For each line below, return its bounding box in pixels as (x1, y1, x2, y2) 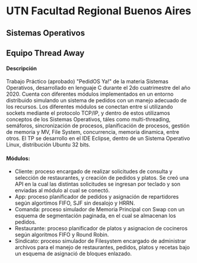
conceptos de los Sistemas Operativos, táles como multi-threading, (6, 116, 171, 123)
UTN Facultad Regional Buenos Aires (6, 4, 192, 18)
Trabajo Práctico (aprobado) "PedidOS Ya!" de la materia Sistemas (6, 78, 169, 85)
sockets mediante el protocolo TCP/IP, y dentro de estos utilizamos (6, 109, 170, 117)
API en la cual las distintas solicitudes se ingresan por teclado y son (14, 180, 181, 188)
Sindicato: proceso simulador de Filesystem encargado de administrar (14, 237, 186, 245)
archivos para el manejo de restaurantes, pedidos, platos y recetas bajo (14, 244, 190, 251)
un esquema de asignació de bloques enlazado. (14, 250, 132, 257)
